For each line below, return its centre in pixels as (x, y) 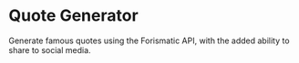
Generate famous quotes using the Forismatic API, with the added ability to (149, 40)
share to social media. (50, 49)
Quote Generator (73, 16)
